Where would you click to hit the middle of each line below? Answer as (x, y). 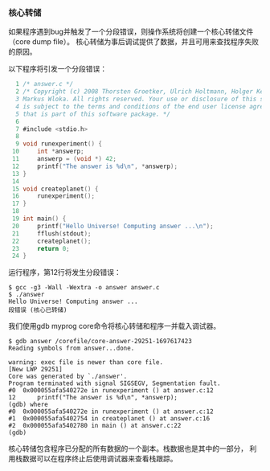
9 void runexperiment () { (59, 144)
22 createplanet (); (51, 241)
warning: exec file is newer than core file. (86, 362)
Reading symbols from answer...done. (72, 348)
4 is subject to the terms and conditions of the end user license (131, 106)
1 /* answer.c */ (45, 84)
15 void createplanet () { (55, 189)
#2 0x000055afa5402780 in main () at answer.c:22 (95, 426)
